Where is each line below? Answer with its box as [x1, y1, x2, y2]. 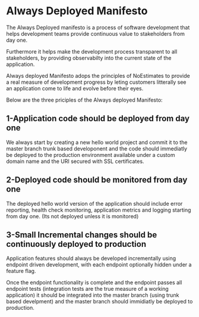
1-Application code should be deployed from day [6, 114, 190, 124]
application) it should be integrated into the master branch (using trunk [6, 291, 179, 299]
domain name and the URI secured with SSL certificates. [6, 158, 144, 165]
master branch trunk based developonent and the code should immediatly [6, 145, 188, 152]
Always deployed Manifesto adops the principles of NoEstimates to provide [6, 72, 190, 79]
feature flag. [6, 268, 36, 275]
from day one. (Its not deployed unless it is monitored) [6, 212, 139, 219]
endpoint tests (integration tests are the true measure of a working [6, 285, 169, 293]
